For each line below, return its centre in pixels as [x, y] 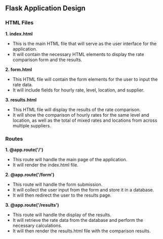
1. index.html [19, 34]
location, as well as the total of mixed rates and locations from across [85, 120]
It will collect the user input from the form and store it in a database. [83, 189]
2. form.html [18, 69]
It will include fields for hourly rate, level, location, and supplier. [78, 90]
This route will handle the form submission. [57, 184]
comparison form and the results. [47, 60]
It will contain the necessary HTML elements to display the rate [78, 54]
